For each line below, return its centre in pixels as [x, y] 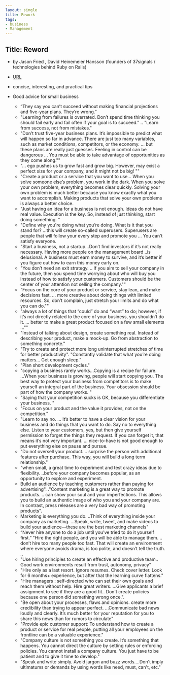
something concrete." [43, 344]
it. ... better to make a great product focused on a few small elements [92, 322]
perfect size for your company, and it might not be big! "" [80, 171]
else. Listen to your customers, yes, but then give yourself [81, 430]
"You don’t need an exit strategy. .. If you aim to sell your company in [92, 268]
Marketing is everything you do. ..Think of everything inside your [88, 516]
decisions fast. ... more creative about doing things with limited [86, 295]
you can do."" [35, 306]
